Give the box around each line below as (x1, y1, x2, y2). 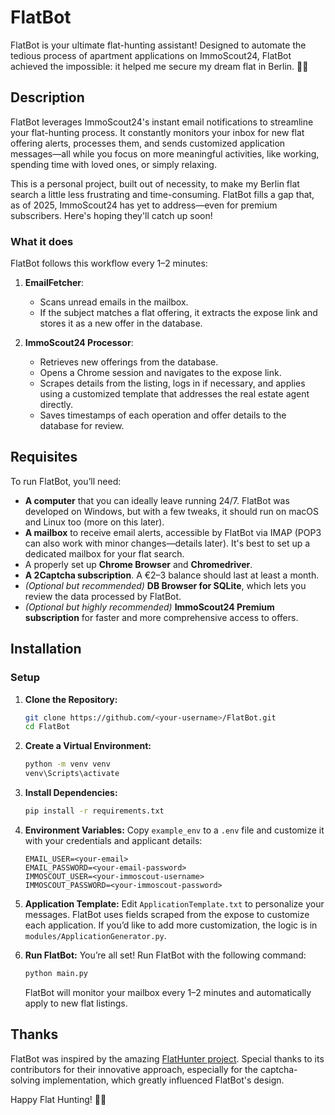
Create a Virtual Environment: (24, 740, 152, 752)
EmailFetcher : (24, 277, 84, 289)
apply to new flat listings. (24, 997, 128, 1009)
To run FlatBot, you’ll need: (10, 475, 122, 487)
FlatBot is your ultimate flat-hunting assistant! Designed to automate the (10, 39, 307, 51)
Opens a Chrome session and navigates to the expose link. (39, 367, 282, 379)
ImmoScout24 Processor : (24, 337, 134, 349)
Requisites (10, 449, 78, 466)
